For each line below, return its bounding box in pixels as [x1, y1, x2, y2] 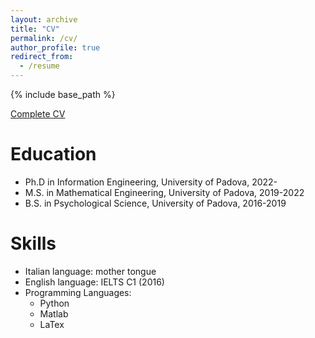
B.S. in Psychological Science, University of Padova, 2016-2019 [24, 197, 287, 209]
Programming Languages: [24, 286, 132, 298]
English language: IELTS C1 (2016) [24, 276, 165, 288]
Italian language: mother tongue [24, 265, 157, 277]
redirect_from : [10, 52, 74, 62]
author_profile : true [10, 42, 101, 53]
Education [10, 143, 97, 166]
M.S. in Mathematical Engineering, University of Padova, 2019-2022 [24, 186, 305, 198]
